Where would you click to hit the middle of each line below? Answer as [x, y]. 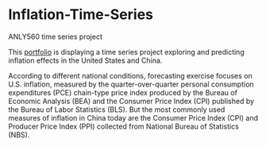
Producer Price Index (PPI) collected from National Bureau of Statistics [124, 126]
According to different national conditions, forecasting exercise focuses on [130, 75]
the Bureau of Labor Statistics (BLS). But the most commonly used [117, 109]
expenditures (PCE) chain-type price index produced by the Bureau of [123, 92]
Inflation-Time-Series [81, 15]
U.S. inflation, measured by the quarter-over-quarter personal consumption [131, 84]
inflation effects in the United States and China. [85, 60]
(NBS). [19, 134]
